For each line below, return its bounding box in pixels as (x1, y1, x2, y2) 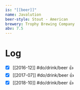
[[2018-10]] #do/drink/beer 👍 (12, 80, 74, 86)
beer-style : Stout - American (5, 17, 68, 22)
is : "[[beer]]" (5, 7, 37, 13)
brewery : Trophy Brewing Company (5, 21, 75, 27)
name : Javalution (5, 12, 41, 17)
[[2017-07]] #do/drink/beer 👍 (12, 72, 74, 78)
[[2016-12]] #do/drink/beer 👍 (12, 65, 73, 71)
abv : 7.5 (5, 26, 23, 31)
